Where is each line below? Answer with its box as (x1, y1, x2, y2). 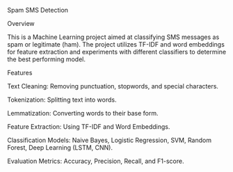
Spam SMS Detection (7, 6, 68, 14)
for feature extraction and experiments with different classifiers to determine (7, 48, 227, 56)
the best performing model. (7, 55, 86, 63)
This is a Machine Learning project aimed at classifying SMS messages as (7, 33, 220, 41)
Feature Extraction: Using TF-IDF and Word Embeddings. (7, 123, 170, 131)
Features (7, 69, 33, 77)
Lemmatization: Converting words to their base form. (7, 109, 159, 117)
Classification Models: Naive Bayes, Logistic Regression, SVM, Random (7, 136, 212, 144)
